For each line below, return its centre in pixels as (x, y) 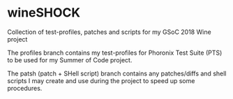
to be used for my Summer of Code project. (70, 60)
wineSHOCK (44, 13)
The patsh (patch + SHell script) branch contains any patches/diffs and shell (117, 73)
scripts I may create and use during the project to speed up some (101, 80)
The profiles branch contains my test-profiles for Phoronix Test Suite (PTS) (115, 53)
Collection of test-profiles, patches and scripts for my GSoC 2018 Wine (109, 32)
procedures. (25, 88)
